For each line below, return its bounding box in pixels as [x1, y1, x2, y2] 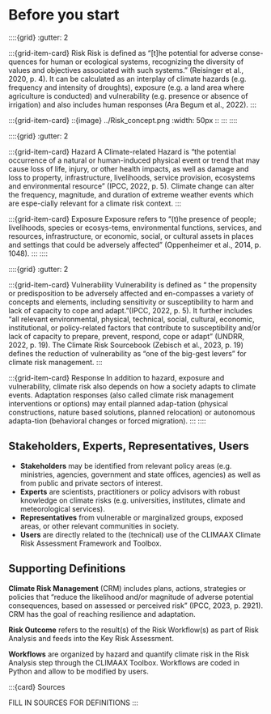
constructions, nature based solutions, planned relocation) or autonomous [8, 407, 256, 417]
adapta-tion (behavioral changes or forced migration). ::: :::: [8, 415, 206, 426]
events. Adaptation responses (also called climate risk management [8, 390, 235, 400]
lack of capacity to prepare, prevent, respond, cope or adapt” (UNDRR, [8, 331, 245, 341]
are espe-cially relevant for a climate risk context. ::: [8, 198, 182, 208]
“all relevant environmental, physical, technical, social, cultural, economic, [8, 314, 255, 324]
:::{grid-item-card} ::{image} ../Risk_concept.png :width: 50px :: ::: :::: [8, 115, 238, 125]
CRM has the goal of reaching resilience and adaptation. [8, 609, 196, 618]
